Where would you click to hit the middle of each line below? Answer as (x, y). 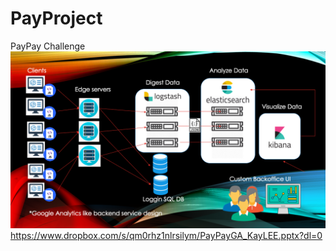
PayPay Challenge (48, 46)
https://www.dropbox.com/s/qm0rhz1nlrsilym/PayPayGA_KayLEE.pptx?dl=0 (166, 236)
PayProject (56, 18)
